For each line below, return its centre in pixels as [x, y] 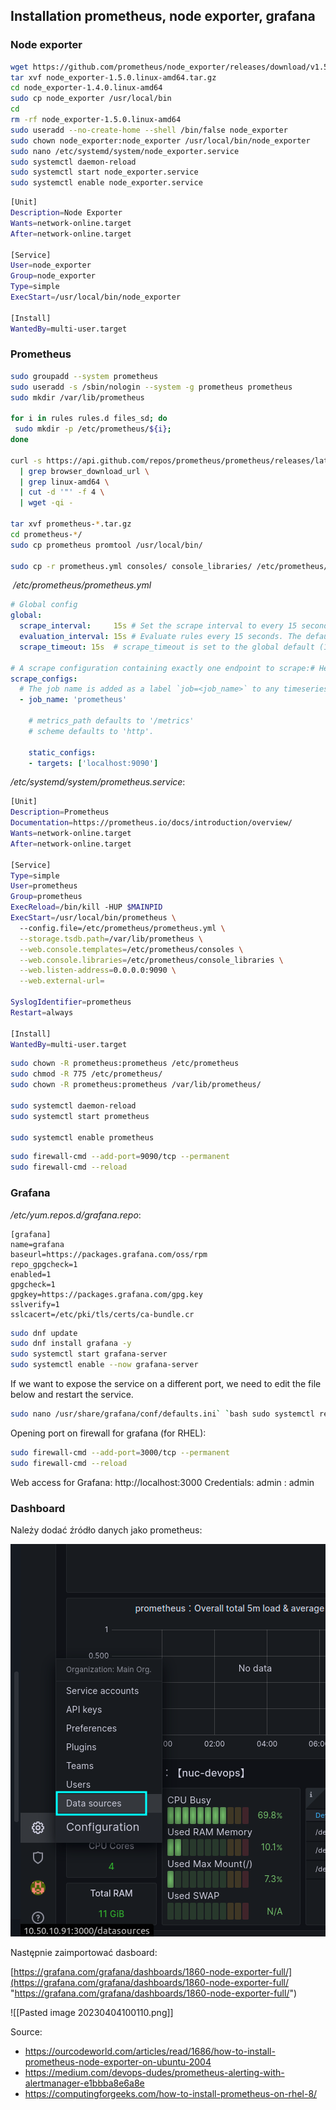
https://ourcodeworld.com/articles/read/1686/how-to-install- [150, 2051]
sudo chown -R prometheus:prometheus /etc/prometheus [125, 1064]
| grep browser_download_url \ [84, 471]
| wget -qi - [46, 503]
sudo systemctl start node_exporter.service [104, 172]
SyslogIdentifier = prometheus [71, 1002]
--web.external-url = [62, 981]
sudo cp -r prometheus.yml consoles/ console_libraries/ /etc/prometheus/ [169, 566]
